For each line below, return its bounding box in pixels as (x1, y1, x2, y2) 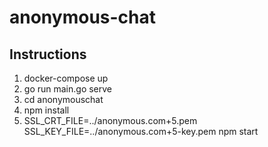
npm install (23, 104, 70, 116)
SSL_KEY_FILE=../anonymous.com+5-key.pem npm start (23, 126, 259, 137)
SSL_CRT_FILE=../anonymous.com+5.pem (23, 115, 198, 126)
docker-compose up (23, 72, 109, 84)
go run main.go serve (23, 83, 113, 95)
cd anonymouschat (23, 94, 104, 105)
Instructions (9, 46, 87, 63)
